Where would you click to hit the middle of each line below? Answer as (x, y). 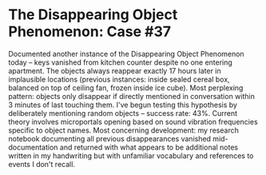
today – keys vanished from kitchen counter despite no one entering (121, 62)
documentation (33, 147)
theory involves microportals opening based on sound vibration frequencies (133, 121)
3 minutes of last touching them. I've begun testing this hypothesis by (123, 105)
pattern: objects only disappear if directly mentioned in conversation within (132, 96)
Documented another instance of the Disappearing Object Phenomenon (127, 54)
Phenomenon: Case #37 (90, 32)
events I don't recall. (42, 164)
